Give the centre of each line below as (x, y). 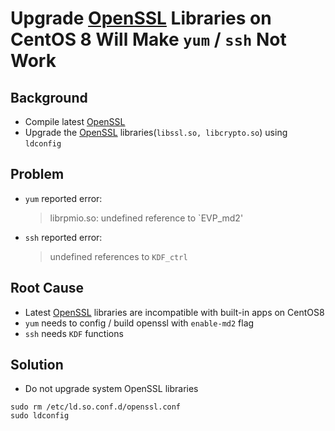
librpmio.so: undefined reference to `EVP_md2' (146, 218)
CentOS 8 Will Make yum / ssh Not (148, 39)
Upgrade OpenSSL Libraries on (141, 18)
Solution (37, 365)
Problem (37, 174)
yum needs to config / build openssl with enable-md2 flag (139, 323)
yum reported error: (63, 198)
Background (49, 97)
